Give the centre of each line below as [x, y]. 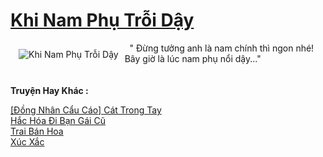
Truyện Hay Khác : [49, 90]
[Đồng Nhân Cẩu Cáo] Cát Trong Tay [86, 110]
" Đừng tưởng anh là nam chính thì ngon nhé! [222, 48]
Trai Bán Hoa [37, 131]
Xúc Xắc [27, 141]
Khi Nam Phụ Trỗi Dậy [102, 20]
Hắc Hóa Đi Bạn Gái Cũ [58, 120]
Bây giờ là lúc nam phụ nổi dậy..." [193, 58]
